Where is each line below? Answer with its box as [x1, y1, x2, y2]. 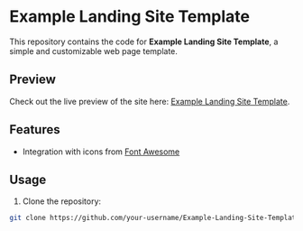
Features [9, 122, 60, 137]
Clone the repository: [22, 196, 102, 207]
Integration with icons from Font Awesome [22, 146, 180, 157]
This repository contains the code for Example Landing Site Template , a [9, 36, 279, 47]
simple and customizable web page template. [9, 45, 179, 56]
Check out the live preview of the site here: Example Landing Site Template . [9, 96, 290, 106]
